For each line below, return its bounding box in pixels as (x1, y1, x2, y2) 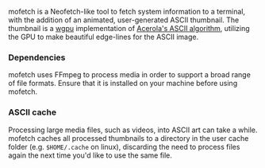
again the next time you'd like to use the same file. (8, 150, 173, 160)
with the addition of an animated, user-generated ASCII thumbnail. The (8, 15, 240, 25)
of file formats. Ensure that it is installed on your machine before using (8, 79, 238, 88)
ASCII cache (8, 107, 57, 118)
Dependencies (8, 52, 66, 63)
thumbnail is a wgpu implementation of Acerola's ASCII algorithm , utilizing (8, 24, 250, 33)
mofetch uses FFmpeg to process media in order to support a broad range (8, 70, 252, 80)
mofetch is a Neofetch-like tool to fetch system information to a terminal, (8, 7, 246, 16)
